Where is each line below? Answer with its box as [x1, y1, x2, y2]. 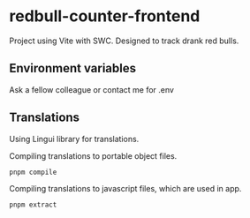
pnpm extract [9, 200, 57, 209]
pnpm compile [9, 168, 57, 177]
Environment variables [9, 61, 137, 76]
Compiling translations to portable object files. [9, 150, 178, 161]
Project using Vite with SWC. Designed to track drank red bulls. [9, 35, 239, 46]
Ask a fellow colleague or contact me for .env [9, 84, 175, 94]
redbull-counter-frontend [9, 6, 201, 26]
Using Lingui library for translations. [9, 133, 140, 144]
